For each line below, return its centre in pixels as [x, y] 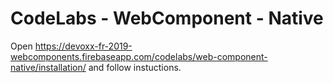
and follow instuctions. [135, 67]
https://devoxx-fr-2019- [83, 46]
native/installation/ [48, 67]
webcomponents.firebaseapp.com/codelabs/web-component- [139, 56]
